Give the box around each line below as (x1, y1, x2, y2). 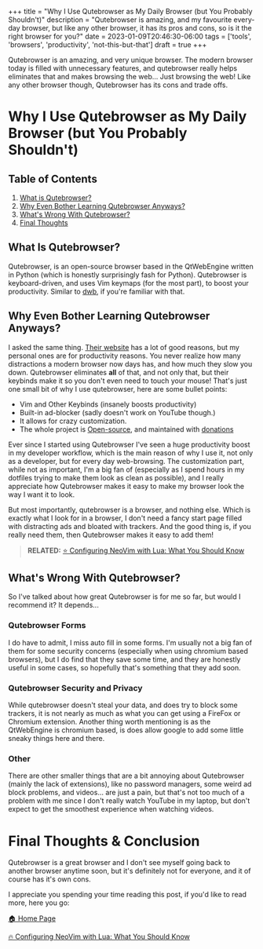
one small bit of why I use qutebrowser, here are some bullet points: (8, 384, 228, 393)
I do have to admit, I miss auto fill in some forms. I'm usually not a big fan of (8, 637, 253, 647)
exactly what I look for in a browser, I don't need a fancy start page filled (8, 513, 243, 523)
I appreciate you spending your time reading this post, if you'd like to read (8, 890, 247, 900)
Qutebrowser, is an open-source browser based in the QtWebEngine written (8, 261, 254, 271)
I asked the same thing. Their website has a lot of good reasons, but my (8, 342, 239, 352)
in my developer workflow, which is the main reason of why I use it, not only (8, 447, 254, 458)
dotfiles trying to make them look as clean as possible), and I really (8, 473, 224, 482)
